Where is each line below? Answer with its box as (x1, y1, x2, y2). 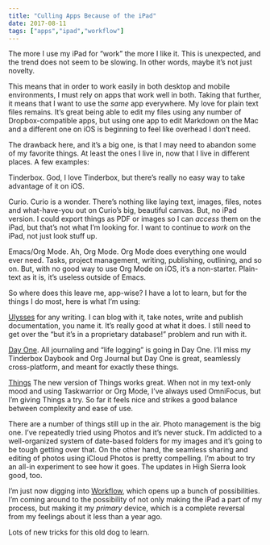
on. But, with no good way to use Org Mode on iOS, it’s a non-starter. (8, 264, 238, 274)
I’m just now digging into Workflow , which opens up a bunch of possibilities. (8, 486, 260, 496)
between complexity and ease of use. (8, 404, 134, 414)
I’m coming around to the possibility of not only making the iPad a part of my (8, 495, 262, 505)
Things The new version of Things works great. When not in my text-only (8, 378, 251, 388)
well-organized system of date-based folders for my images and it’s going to (8, 436, 263, 446)
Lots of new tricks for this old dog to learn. (8, 527, 150, 537)
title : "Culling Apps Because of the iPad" (8, 11, 157, 20)
